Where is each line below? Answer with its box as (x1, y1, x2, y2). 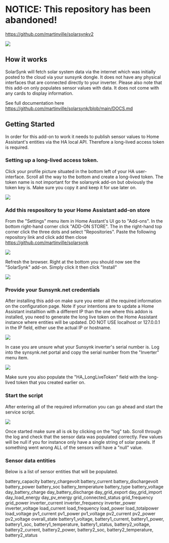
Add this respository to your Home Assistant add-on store (5, 206, 150, 214)
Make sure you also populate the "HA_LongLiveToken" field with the (5, 374, 147, 380)
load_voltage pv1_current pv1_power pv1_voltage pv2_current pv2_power (5, 511, 156, 517)
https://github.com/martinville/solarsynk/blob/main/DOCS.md (5, 105, 133, 111)
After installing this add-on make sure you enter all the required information (5, 298, 161, 304)
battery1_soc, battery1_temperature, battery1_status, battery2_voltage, (5, 521, 151, 527)
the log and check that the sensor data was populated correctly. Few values (5, 434, 163, 440)
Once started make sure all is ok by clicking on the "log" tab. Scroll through (5, 428, 161, 434)
